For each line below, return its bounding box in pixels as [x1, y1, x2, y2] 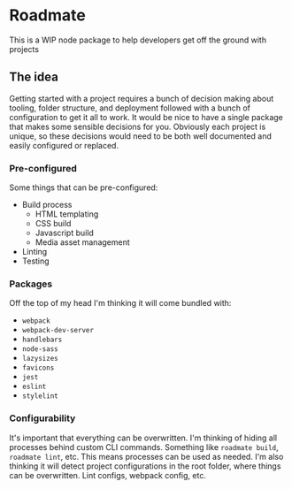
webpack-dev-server [21, 326, 95, 335]
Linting [21, 247, 48, 257]
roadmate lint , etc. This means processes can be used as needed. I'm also [9, 451, 284, 462]
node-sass [21, 345, 59, 354]
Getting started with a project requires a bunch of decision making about [9, 93, 274, 103]
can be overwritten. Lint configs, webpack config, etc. [9, 470, 206, 480]
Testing [21, 256, 50, 266]
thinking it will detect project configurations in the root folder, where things [9, 461, 281, 471]
